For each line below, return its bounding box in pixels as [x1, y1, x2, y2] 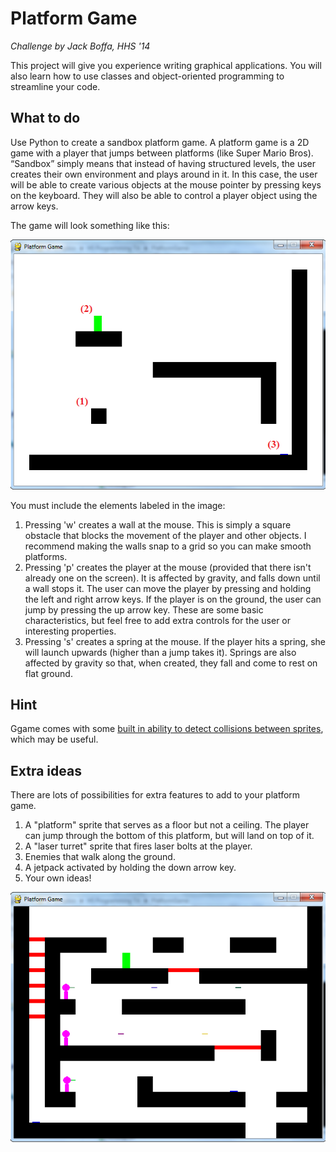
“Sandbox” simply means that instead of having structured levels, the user [10, 157, 316, 169]
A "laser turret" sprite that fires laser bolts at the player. [24, 840, 253, 852]
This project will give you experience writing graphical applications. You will [10, 59, 322, 71]
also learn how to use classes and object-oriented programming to [10, 70, 285, 82]
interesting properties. [24, 625, 117, 637]
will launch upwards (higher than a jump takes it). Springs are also [24, 646, 297, 658]
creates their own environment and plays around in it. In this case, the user [10, 168, 318, 180]
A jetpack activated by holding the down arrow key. [24, 862, 237, 874]
